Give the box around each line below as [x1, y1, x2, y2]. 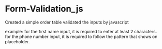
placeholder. [5, 38, 30, 44]
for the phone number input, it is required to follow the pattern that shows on [5, 34, 158, 39]
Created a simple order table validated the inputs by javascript [5, 19, 129, 25]
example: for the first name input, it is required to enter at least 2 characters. [5, 28, 157, 34]
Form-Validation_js [5, 3, 84, 14]
